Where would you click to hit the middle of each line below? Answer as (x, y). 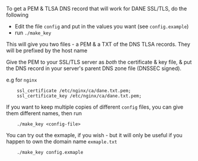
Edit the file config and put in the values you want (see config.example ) (102, 26)
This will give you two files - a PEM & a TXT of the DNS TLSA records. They (98, 44)
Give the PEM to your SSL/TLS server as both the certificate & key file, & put (99, 62)
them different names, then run (44, 113)
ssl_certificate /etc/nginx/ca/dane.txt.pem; (74, 91)
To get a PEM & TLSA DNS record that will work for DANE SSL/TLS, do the (97, 9)
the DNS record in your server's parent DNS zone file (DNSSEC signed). (94, 68)
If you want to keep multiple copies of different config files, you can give (95, 107)
